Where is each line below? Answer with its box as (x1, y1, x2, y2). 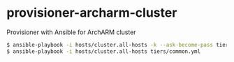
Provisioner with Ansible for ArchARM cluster (6, 28, 137, 36)
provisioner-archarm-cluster (6, 5, 177, 21)
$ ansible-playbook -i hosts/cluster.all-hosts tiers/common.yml (6, 47, 200, 55)
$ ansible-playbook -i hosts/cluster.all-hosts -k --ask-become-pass (6, 41, 214, 48)
